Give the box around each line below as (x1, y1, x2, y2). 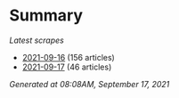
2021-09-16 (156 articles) (21, 52, 116, 62)
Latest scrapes (9, 35, 64, 45)
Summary (9, 5, 83, 26)
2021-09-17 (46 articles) (21, 61, 112, 72)
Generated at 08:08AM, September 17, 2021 (9, 78, 170, 89)
